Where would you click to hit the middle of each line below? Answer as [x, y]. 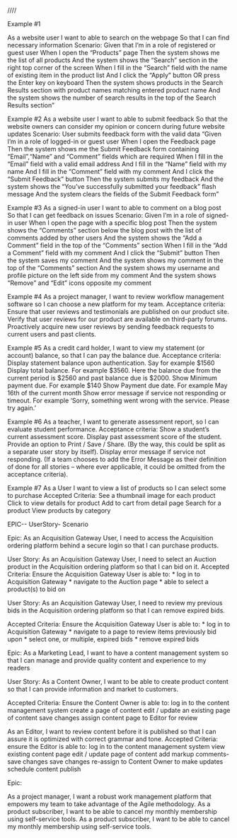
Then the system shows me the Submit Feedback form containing [103, 149]
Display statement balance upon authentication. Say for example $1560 [111, 363]
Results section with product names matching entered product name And [114, 90]
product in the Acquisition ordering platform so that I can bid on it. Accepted [118, 566]
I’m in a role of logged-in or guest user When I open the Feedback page [112, 141]
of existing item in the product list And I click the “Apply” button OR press [114, 75]
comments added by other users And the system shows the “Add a [105, 238]
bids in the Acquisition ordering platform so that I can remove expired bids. [116, 610]
